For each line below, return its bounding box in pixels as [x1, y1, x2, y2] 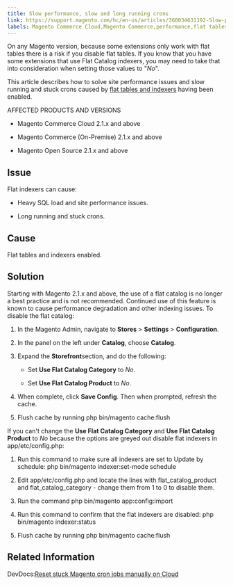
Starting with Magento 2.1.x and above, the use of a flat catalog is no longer [7, 289, 223, 298]
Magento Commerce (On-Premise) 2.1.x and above [17, 133, 162, 141]
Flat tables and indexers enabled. [7, 251, 102, 259]
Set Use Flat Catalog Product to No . [27, 378, 132, 387]
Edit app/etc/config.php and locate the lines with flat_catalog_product [17, 476, 217, 484]
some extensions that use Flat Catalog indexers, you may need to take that [7, 57, 221, 65]
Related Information [7, 551, 95, 563]
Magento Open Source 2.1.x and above [17, 147, 128, 155]
